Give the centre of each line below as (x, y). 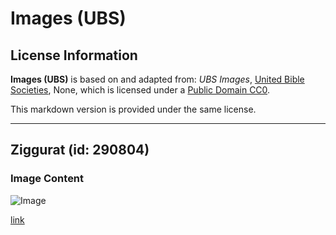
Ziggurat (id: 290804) (80, 150)
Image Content (47, 179)
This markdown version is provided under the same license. (133, 109)
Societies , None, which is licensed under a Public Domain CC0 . (140, 90)
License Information (74, 55)
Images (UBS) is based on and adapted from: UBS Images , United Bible (157, 79)
